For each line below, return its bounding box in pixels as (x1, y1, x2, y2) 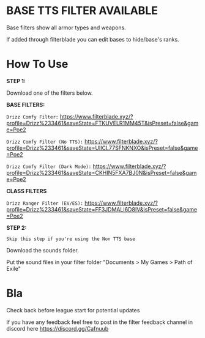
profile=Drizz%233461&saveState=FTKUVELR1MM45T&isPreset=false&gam (6, 119, 199, 127)
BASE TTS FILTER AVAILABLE (6, 4, 158, 18)
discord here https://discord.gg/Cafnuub (6, 325, 109, 332)
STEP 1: (6, 77, 26, 84)
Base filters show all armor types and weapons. (6, 24, 127, 31)
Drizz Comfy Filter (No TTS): (6, 139, 84, 145)
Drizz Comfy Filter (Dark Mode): (6, 163, 92, 170)
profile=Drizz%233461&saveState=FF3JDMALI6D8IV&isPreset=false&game (6, 205, 198, 213)
